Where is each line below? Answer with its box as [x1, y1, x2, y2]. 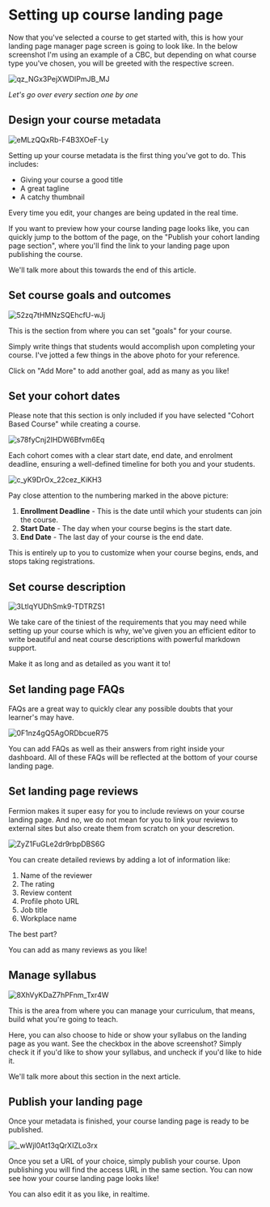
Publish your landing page [8, 1095, 143, 1109]
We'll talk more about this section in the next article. [8, 1072, 181, 1081]
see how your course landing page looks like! [8, 1174, 159, 1183]
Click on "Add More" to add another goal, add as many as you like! [8, 366, 230, 375]
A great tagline [19, 183, 70, 193]
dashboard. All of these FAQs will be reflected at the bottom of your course [8, 752, 258, 762]
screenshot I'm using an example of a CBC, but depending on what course [8, 49, 257, 59]
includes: [8, 159, 39, 169]
